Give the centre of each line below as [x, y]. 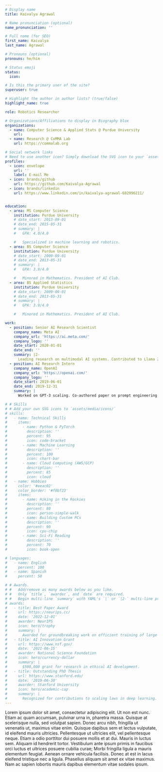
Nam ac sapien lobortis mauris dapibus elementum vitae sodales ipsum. [77, 764]
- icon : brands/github [32, 179]
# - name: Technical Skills [36, 418]
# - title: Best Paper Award [37, 608]
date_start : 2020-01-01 [38, 346]
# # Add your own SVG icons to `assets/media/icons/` [61, 409]
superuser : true [21, 90]
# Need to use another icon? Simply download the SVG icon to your [75, 157]
